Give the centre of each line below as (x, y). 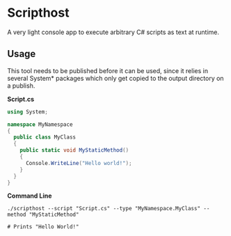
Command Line (30, 196)
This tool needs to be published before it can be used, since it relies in (108, 70)
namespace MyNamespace (40, 124)
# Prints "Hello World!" (43, 227)
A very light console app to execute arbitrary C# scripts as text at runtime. (113, 32)
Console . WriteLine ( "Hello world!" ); (79, 163)
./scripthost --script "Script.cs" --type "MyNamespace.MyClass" (104, 209)
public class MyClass (45, 137)
